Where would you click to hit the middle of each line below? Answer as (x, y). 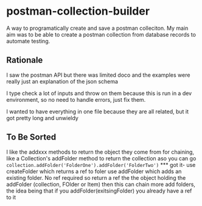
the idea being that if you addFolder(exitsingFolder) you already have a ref (99, 191)
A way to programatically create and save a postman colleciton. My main (97, 28)
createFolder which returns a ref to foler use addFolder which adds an (94, 171)
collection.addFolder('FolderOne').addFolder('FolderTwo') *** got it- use (101, 165)
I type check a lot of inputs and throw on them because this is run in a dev (99, 93)
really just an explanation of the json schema (62, 81)
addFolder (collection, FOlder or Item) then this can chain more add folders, (101, 184)
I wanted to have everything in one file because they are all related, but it (98, 112)
